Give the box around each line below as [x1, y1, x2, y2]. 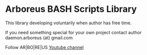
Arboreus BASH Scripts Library [5, 3, 137, 15]
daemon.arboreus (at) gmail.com [5, 35, 73, 41]
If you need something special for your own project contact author [5, 29, 142, 35]
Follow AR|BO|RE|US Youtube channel [5, 44, 84, 50]
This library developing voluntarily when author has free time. [5, 20, 132, 26]
